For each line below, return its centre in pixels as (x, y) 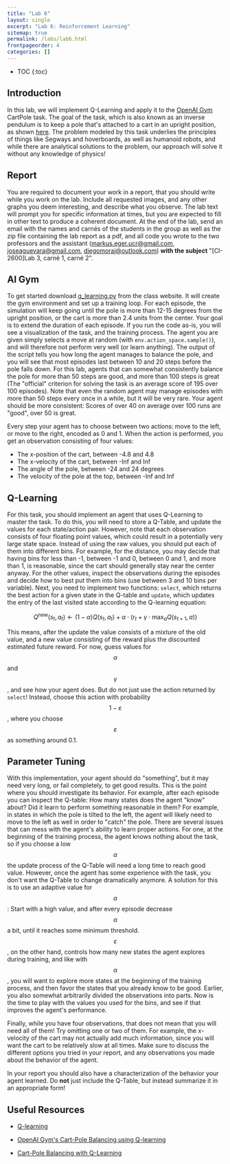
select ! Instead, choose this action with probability (79, 697)
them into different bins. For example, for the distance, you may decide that (114, 551)
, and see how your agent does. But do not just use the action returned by (111, 689)
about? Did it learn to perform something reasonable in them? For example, (113, 807)
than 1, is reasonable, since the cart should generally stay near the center (111, 566)
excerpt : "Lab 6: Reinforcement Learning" (69, 26)
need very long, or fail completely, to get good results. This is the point (107, 785)
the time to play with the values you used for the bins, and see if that (104, 1003)
